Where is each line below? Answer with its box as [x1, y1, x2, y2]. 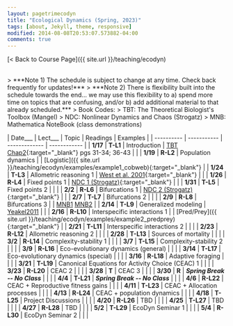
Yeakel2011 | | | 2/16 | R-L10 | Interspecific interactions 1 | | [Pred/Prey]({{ [7, 208, 217, 216]
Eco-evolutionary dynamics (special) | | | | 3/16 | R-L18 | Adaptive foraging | [7, 252, 225, 261]
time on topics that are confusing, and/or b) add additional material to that [7, 98, 219, 106]
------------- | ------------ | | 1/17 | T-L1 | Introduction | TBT [7, 141, 179, 149]
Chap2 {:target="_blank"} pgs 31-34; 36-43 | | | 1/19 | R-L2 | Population [7, 149, 211, 157]
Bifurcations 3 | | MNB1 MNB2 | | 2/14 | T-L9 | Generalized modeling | [7, 200, 207, 209]
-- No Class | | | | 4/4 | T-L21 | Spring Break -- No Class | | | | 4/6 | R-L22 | [7, 274, 224, 282]
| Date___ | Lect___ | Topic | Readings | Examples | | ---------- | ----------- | [7, 133, 223, 142]
